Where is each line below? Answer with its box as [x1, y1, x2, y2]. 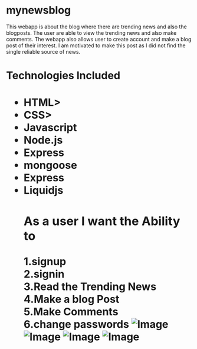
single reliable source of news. [6, 48, 81, 55]
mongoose [23, 159, 78, 172]
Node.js [23, 133, 63, 147]
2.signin [23, 267, 65, 280]
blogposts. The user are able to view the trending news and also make [6, 29, 177, 36]
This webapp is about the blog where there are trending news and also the [6, 23, 187, 30]
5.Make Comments [23, 305, 119, 318]
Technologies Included [6, 69, 121, 83]
